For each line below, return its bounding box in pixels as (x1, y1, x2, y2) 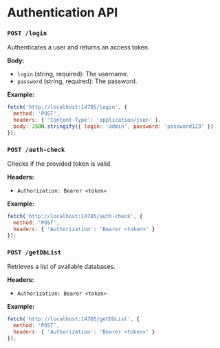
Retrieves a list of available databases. (7, 262, 115, 270)
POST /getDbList (7, 248, 62, 256)
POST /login (7, 30, 47, 37)
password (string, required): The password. (16, 77, 137, 85)
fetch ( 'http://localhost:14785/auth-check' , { (7, 213, 143, 220)
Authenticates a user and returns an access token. (7, 43, 150, 52)
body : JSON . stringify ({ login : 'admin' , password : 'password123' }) (13, 123, 214, 130)
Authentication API (7, 5, 118, 21)
